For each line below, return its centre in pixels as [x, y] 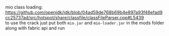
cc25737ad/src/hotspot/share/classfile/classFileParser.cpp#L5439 [75, 18]
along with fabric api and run [35, 28]
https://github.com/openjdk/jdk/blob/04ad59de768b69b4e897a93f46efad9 [84, 12]
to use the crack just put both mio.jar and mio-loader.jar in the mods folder [85, 23]
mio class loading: [24, 7]
